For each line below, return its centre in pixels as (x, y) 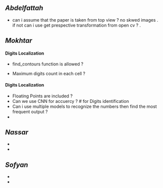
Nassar (17, 132)
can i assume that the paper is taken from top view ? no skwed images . (85, 20)
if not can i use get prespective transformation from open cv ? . (77, 25)
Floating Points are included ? (42, 96)
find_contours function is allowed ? (48, 64)
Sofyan (17, 165)
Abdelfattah (24, 8)
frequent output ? (30, 111)
